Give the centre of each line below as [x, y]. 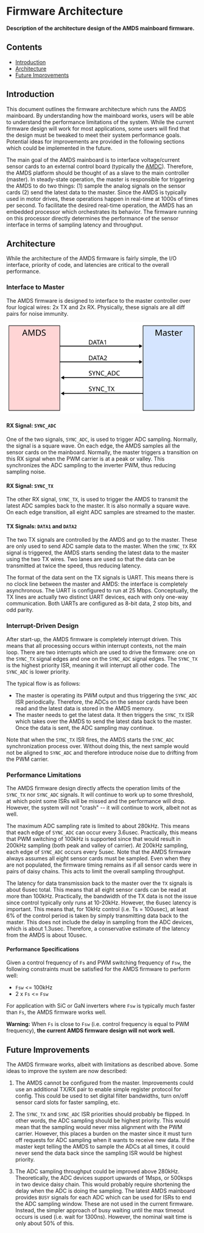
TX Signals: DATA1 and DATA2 [42, 526]
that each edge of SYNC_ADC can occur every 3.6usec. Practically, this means [102, 832]
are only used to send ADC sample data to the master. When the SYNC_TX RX [101, 546]
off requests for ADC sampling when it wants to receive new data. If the [105, 1140]
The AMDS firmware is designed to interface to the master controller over [98, 300]
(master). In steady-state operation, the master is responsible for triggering [100, 179]
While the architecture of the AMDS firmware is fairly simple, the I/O [91, 258]
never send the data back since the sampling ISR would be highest [99, 1153]
